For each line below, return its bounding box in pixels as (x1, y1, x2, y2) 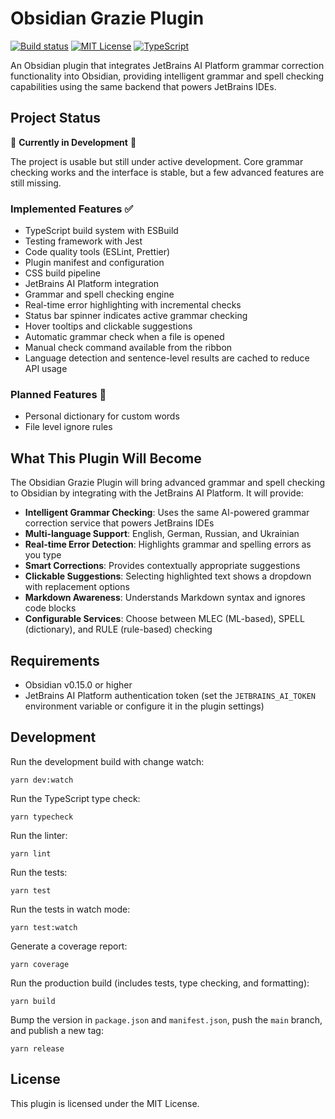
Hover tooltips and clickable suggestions (24, 320, 193, 332)
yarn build (10, 996, 56, 1006)
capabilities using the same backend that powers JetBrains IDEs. (10, 80, 277, 92)
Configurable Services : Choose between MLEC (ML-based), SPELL (24, 613, 305, 625)
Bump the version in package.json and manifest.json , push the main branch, (10, 1013, 323, 1026)
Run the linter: (10, 829, 68, 841)
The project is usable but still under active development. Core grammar (10, 155, 304, 167)
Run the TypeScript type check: (10, 792, 141, 804)
